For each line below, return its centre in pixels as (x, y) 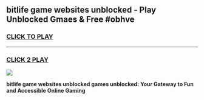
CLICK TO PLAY (30, 37)
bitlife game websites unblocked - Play (81, 10)
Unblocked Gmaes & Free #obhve (70, 20)
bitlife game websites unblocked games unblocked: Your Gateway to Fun (100, 84)
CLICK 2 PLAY (27, 59)
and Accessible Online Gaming (46, 90)
